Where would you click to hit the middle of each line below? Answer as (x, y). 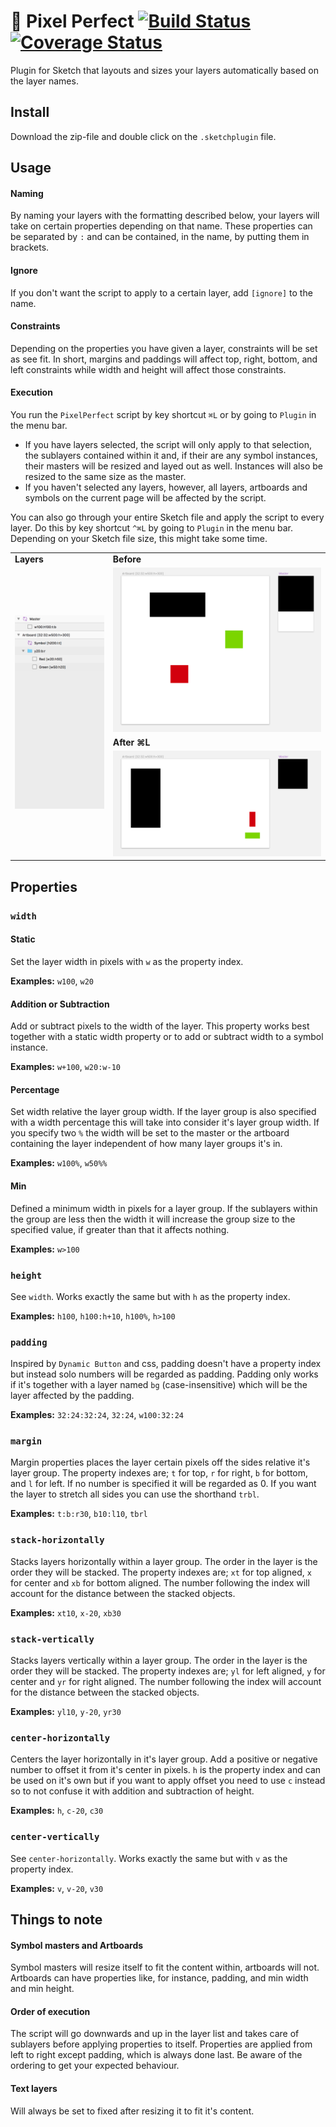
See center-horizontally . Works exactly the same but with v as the (149, 1858)
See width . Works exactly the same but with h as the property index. (150, 1296)
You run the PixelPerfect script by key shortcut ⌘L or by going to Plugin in (163, 414)
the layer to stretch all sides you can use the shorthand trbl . (135, 1494)
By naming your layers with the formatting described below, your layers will (165, 216)
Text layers (34, 2089)
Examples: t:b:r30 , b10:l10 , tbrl (79, 1514)
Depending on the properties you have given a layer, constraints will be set (164, 348)
